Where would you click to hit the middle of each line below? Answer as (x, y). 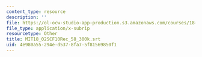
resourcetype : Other (32, 34)
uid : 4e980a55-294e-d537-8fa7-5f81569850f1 (62, 45)
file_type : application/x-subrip (48, 28)
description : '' (26, 17)
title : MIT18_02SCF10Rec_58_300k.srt (54, 39)
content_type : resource (36, 12)
